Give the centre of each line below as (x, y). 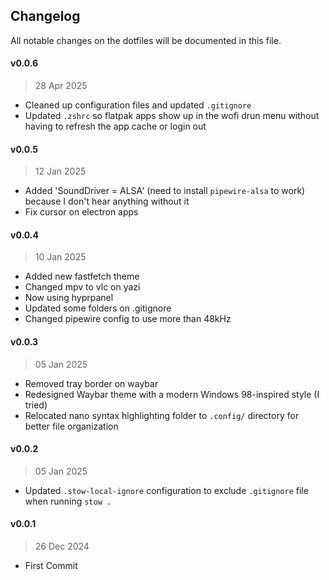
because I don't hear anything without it (107, 201)
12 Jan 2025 (60, 171)
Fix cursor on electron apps (81, 212)
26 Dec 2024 (62, 546)
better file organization (71, 426)
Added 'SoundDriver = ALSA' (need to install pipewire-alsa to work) (165, 191)
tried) (36, 405)
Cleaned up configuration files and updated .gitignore (138, 105)
